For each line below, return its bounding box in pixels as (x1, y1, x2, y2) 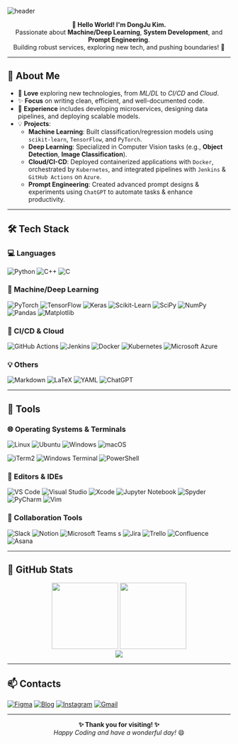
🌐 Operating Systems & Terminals (7, 424, 126, 434)
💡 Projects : (17, 119, 51, 127)
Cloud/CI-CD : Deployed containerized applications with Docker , (28, 157, 214, 166)
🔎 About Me (7, 70, 60, 82)
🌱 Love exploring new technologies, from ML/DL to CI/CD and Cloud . (17, 88, 220, 97)
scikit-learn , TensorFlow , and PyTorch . (28, 135, 142, 143)
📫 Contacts (7, 677, 62, 689)
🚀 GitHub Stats (7, 563, 73, 576)
